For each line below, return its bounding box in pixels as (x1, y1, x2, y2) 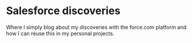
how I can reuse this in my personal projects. (6, 29, 114, 37)
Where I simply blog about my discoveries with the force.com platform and (6, 24, 187, 31)
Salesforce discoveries (6, 4, 121, 18)
